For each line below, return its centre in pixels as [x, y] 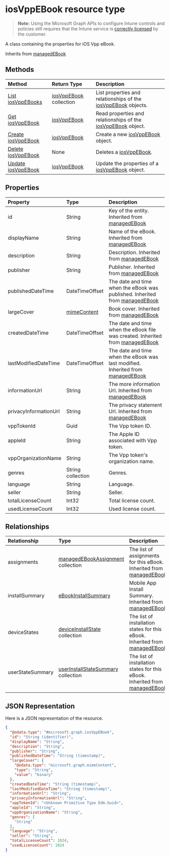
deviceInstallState [80, 629]
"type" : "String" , [34, 770]
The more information [134, 384]
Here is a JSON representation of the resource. [54, 718]
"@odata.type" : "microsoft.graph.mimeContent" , [65, 765]
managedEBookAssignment [91, 559]
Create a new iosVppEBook [128, 134]
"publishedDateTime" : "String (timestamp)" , [57, 756]
